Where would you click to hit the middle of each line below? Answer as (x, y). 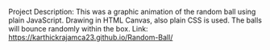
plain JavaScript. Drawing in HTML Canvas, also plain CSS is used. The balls (135, 20)
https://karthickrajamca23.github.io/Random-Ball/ (91, 37)
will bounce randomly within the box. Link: (78, 29)
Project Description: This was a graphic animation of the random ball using (132, 12)
